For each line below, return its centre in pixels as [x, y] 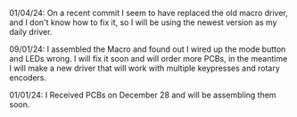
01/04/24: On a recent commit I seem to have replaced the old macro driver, [148, 13]
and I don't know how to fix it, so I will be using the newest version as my [143, 22]
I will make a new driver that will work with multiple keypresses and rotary [145, 68]
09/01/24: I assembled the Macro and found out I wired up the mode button [148, 49]
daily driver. [31, 32]
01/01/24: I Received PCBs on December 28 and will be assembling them [143, 95]
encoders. [28, 78]
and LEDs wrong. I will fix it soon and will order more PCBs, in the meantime [148, 58]
